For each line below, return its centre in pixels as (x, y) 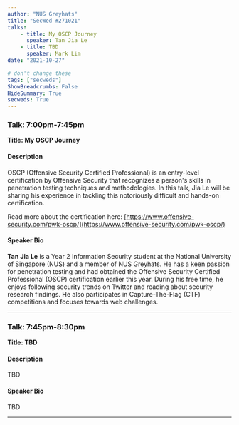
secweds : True (28, 100)
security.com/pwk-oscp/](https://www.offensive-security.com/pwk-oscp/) (116, 224)
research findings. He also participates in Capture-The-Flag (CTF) (104, 294)
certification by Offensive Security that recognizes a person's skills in (109, 180)
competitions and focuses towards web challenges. (83, 302)
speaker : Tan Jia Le (57, 41)
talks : (17, 27)
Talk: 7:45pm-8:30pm (46, 327)
